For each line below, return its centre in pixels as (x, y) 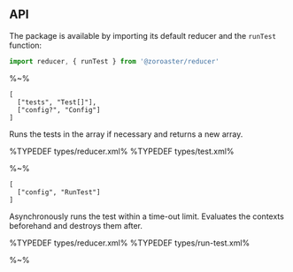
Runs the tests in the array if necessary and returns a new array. (126, 134)
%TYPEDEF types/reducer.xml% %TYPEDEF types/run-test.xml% (130, 243)
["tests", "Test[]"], (57, 102)
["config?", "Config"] (59, 110)
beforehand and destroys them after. (76, 225)
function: (26, 45)
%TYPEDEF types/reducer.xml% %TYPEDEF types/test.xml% (122, 151)
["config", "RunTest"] (59, 192)
